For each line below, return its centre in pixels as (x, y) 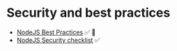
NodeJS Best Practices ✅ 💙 (56, 32)
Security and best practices (88, 13)
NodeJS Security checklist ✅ (58, 40)
